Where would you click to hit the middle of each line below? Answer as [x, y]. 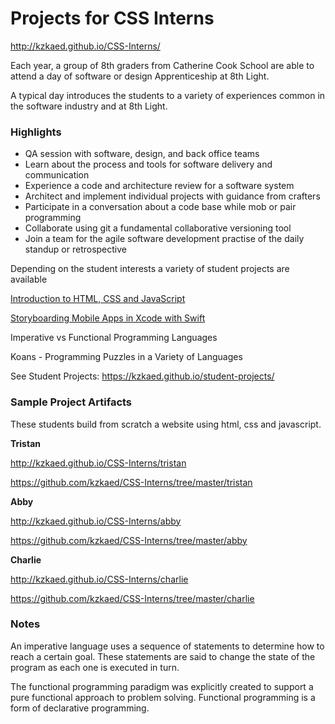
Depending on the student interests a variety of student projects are [150, 269]
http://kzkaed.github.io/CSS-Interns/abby [96, 521]
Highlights [36, 132]
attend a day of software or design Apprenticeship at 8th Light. [140, 76]
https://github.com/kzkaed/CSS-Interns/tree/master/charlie [132, 598]
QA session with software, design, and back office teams [142, 154]
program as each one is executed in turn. [95, 667]
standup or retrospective [75, 249]
